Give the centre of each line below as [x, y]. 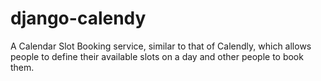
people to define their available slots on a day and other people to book [157, 56]
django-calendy [78, 18]
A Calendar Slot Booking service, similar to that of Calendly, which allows [161, 46]
